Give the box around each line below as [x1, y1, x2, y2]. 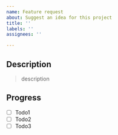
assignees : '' [6, 31, 42, 38]
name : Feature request [6, 8, 64, 15]
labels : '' [6, 25, 34, 32]
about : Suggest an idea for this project [6, 15, 113, 21]
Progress [6, 93, 41, 103]
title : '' [6, 20, 31, 26]
